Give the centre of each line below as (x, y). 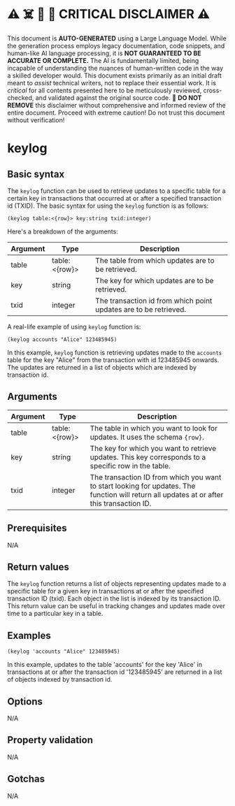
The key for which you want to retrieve (153, 448)
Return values (38, 567)
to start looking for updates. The (143, 486)
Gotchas (26, 779)
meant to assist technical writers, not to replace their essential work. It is (112, 82)
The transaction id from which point (154, 301)
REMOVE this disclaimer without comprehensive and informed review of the (116, 105)
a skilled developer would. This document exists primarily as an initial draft (115, 75)
